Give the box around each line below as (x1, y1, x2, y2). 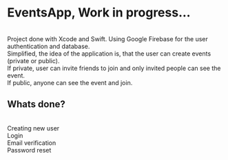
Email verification (7, 139, 56, 147)
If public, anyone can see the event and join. (7, 78, 133, 87)
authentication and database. (7, 42, 90, 50)
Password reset (7, 146, 52, 154)
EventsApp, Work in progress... (7, 5, 191, 21)
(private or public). (7, 56, 60, 65)
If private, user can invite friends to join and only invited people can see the (7, 64, 221, 72)
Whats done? (7, 98, 65, 111)
